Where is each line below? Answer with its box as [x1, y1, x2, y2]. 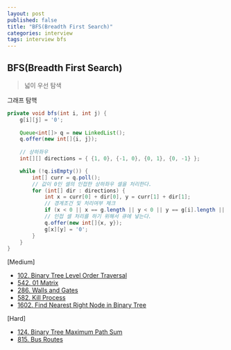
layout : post [7, 10, 45, 17]
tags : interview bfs [7, 36, 67, 43]
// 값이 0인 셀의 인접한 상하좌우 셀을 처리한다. [32, 180, 152, 188]
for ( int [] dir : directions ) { [32, 187, 126, 194]
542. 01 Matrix [17, 279, 59, 287]
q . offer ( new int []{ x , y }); [44, 219, 123, 226]
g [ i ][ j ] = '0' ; [19, 116, 64, 123]
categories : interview [7, 29, 73, 37]
